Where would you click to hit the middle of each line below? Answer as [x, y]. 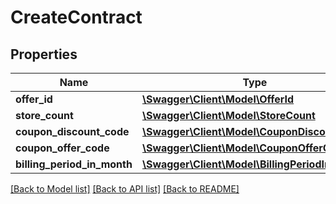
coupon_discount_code [72, 131]
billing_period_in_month [74, 164]
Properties [44, 54]
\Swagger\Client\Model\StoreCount [228, 115]
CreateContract [76, 17]
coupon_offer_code [62, 148]
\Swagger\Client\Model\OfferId [218, 99]
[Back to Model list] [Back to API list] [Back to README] [125, 189]
